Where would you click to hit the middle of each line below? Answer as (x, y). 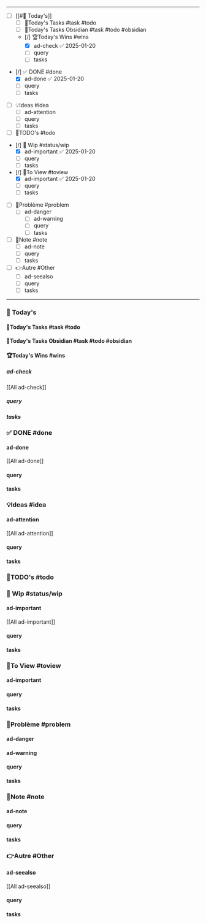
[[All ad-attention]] (30, 533)
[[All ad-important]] (31, 622)
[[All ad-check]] (26, 387)
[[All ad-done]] (25, 461)
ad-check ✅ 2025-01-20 (65, 46)
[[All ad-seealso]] (29, 886)
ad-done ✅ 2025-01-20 (54, 79)
